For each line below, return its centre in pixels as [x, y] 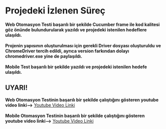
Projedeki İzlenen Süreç [55, 11]
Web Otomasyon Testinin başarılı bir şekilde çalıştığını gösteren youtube [82, 100]
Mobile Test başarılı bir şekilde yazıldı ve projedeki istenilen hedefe [76, 67]
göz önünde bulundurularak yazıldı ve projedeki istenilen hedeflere [76, 29]
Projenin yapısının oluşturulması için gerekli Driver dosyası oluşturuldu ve [83, 45]
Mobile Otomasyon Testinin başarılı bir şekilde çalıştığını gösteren [75, 116]
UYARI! [16, 88]
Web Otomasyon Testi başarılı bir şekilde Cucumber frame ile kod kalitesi [83, 24]
